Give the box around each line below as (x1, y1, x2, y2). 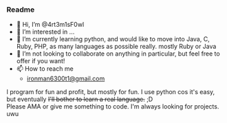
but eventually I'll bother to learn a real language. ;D (6, 95, 153, 104)
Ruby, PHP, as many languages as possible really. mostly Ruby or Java (16, 43, 217, 51)
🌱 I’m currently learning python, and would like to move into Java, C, (16, 35, 210, 43)
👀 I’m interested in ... (16, 27, 75, 36)
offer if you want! (16, 57, 65, 65)
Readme (6, 5, 35, 14)
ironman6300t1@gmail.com (26, 74, 105, 83)
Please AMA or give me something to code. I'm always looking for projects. (6, 102, 219, 111)
